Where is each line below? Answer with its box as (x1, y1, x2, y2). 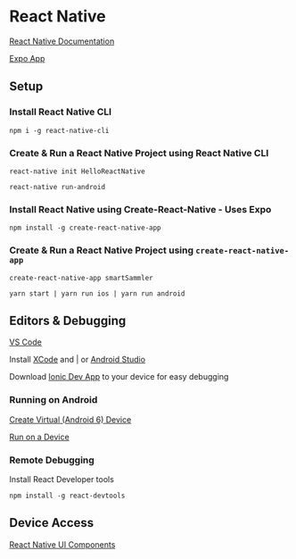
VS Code (9, 337, 42, 347)
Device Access (9, 515, 95, 530)
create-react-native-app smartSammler (9, 273, 153, 282)
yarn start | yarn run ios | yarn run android (9, 288, 185, 298)
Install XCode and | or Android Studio (9, 355, 145, 365)
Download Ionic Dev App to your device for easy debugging (9, 371, 229, 382)
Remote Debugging (9, 454, 95, 466)
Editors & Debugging (9, 313, 127, 328)
